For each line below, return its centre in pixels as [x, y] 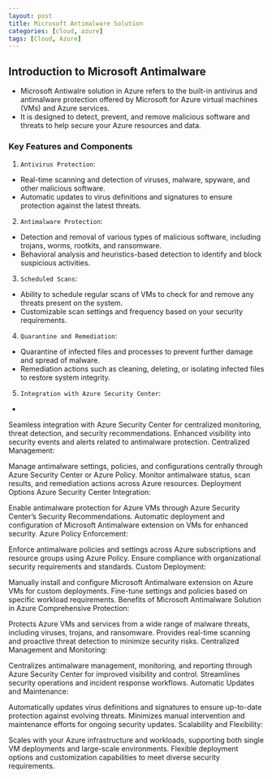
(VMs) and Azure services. [65, 108]
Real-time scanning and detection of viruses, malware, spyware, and [135, 180]
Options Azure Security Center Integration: [80, 493]
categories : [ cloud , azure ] [56, 31]
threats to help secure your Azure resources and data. [110, 126]
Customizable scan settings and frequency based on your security [132, 312]
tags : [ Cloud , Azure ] [45, 39]
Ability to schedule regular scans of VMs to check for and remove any [137, 295]
